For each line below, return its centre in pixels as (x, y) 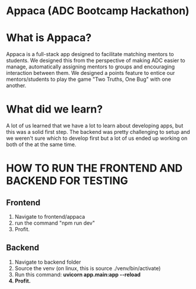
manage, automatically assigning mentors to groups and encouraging (91, 67)
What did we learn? (55, 109)
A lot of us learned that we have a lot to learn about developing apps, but (95, 126)
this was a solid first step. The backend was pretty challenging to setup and (98, 132)
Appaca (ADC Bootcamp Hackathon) (98, 11)
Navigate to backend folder (48, 262)
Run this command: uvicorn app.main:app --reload (77, 274)
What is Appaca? (49, 38)
